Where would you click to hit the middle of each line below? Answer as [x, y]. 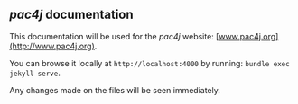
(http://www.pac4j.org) [52, 46]
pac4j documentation [71, 15]
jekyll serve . [35, 73]
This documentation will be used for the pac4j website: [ [114, 36]
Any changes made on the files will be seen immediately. [115, 90]
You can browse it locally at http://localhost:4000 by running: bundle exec [150, 63]
